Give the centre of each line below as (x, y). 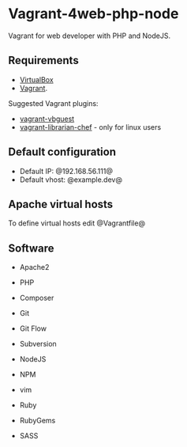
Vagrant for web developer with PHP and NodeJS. (90, 36)
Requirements (43, 61)
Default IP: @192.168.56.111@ (66, 171)
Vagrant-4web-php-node (93, 14)
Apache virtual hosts (61, 204)
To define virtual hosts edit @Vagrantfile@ (77, 223)
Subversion (38, 344)
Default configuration (62, 152)
